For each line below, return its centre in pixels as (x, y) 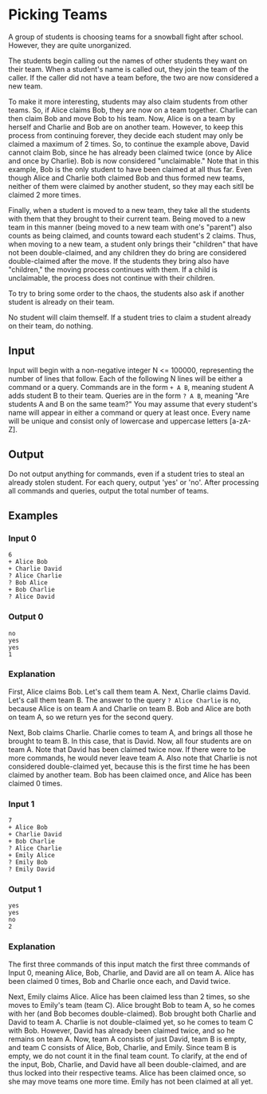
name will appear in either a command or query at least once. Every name (130, 412)
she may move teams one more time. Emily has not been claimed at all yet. (131, 1081)
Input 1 (22, 804)
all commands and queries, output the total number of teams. (109, 490)
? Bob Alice (28, 583)
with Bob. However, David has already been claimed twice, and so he (122, 1030)
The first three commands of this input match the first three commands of (129, 964)
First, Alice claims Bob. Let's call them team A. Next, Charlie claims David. (130, 691)
